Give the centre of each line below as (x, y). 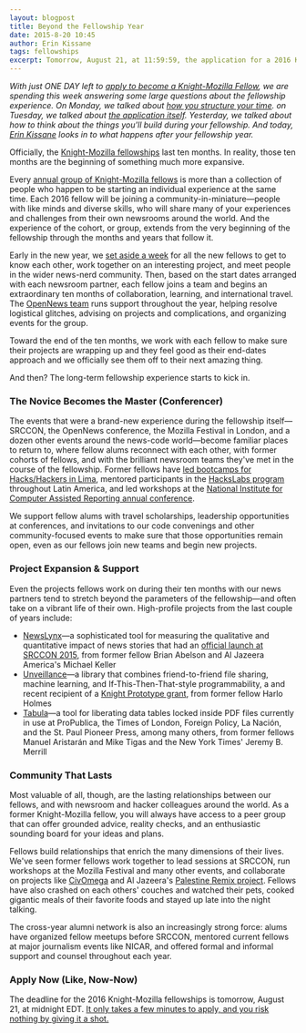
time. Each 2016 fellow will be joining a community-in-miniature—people (145, 199)
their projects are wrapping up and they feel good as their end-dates (138, 350)
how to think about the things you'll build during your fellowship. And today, (152, 125)
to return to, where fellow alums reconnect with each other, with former (143, 450)
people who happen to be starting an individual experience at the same (143, 189)
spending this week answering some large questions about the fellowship (148, 96)
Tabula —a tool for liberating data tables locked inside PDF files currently (158, 712)
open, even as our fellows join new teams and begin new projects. (133, 545)
